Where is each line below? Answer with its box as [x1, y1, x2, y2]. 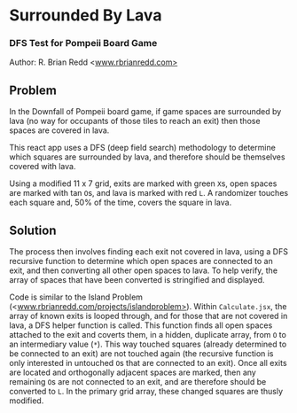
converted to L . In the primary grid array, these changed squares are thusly [9, 386, 284, 397]
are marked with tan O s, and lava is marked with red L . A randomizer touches [9, 188, 289, 199]
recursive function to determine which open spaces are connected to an [9, 256, 273, 267]
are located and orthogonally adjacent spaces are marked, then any [9, 367, 257, 378]
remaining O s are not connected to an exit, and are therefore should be [9, 377, 267, 387]
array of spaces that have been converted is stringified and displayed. [9, 275, 265, 285]
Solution [9, 222, 57, 238]
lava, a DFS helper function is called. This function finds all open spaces [9, 320, 273, 331]
